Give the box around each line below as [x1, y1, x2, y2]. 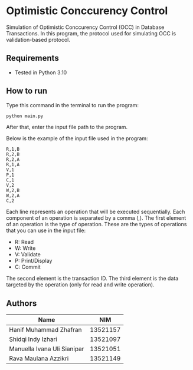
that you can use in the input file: [6, 227, 86, 234]
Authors [6, 298, 37, 308]
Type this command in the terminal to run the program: [6, 101, 139, 108]
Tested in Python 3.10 [14, 69, 67, 76]
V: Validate [14, 251, 41, 258]
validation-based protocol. [6, 36, 71, 43]
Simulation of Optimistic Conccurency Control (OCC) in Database [6, 24, 165, 31]
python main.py [6, 113, 44, 119]
